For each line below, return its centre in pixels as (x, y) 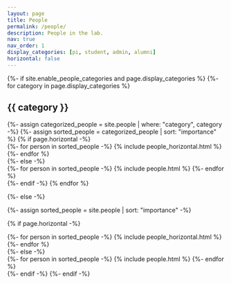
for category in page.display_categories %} (68, 86)
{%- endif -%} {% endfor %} (48, 183)
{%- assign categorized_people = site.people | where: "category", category (115, 124)
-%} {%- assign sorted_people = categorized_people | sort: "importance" (112, 132)
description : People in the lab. (55, 33)
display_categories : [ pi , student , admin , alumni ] (82, 53)
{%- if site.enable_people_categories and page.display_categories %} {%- (113, 78)
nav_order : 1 (26, 46)
